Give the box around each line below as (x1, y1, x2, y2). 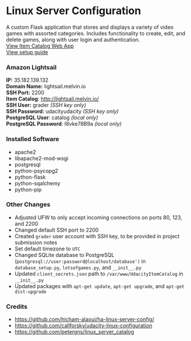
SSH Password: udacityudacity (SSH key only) (6, 108, 119, 115)
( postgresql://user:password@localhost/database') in (14, 258, 146, 265)
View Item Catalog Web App (6, 42, 74, 49)
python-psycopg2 (14, 167, 59, 174)
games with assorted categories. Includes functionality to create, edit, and (6, 29, 186, 36)
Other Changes (6, 200, 51, 209)
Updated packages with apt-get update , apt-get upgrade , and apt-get (14, 282, 185, 289)
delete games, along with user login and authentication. (6, 36, 140, 43)
